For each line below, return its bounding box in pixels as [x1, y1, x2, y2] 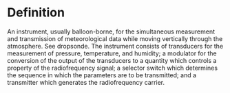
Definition [7, 5, 65, 21]
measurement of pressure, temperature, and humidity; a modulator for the [7, 49, 217, 57]
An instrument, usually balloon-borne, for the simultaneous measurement [7, 27, 216, 36]
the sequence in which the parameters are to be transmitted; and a [7, 70, 197, 79]
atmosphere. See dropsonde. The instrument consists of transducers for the [7, 42, 224, 50]
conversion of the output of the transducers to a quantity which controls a [7, 56, 217, 64]
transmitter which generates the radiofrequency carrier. [7, 78, 165, 86]
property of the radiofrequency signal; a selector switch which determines [7, 64, 218, 72]
